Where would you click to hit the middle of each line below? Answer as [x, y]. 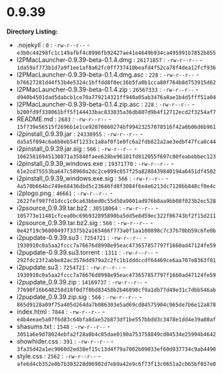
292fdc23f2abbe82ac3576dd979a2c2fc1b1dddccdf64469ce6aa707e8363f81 [116, 260]
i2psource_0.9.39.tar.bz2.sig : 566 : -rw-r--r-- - [85, 222]
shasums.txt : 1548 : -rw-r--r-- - [63, 326]
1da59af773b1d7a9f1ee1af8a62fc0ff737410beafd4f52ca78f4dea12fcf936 [116, 68]
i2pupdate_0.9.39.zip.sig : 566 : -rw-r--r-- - [79, 296]
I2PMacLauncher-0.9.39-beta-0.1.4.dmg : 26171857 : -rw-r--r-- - [109, 59]
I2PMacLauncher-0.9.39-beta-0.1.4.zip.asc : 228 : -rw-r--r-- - [106, 104]
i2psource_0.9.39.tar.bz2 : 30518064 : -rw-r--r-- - [88, 208]
